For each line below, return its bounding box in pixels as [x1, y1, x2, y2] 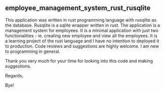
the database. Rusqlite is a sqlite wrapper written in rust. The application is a [5, 22, 160, 28]
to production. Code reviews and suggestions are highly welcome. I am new [5, 43, 159, 49]
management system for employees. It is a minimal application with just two [5, 27, 159, 33]
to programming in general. [5, 48, 61, 54]
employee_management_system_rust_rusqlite [5, 4, 151, 12]
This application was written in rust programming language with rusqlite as [5, 17, 157, 23]
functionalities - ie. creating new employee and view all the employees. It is [5, 32, 158, 38]
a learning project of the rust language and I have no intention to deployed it [5, 38, 159, 44]
